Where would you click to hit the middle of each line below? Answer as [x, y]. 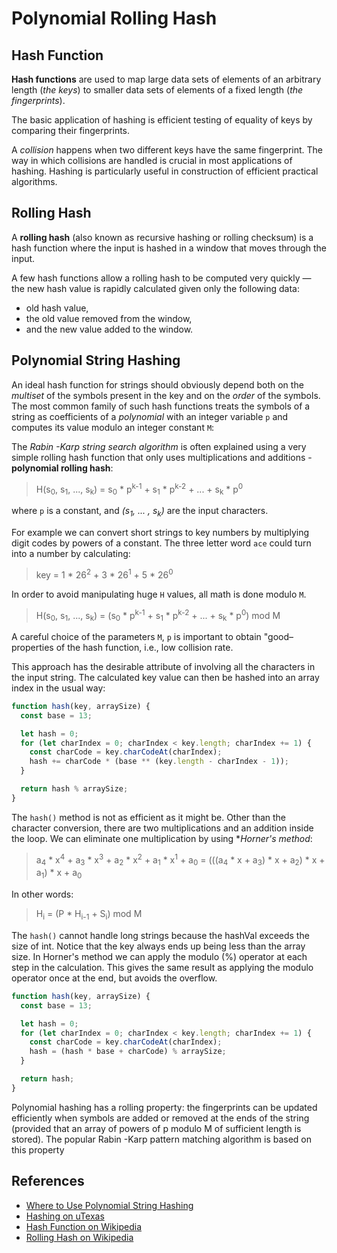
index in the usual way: [58, 688]
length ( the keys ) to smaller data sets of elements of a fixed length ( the [157, 90]
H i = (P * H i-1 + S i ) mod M [89, 915]
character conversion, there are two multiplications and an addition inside [162, 828]
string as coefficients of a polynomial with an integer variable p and [150, 416]
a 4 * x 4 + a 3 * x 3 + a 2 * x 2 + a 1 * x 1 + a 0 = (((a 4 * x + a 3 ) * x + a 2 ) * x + [180, 860]
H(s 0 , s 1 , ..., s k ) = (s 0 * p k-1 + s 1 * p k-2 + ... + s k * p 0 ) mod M [158, 615]
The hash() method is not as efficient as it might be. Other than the [149, 817]
